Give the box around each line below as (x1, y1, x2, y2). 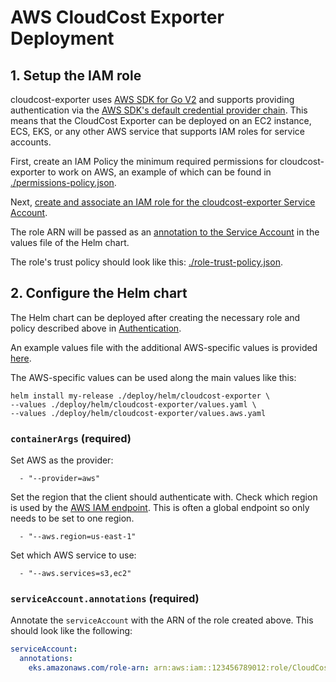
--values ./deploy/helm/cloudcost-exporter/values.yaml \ (10, 399, 257, 410)
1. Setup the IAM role (10, 67, 142, 84)
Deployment (10, 27, 115, 50)
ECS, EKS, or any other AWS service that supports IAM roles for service (10, 126, 306, 137)
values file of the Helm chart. (10, 237, 130, 248)
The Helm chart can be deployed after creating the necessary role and (10, 311, 301, 323)
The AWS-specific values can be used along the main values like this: (10, 371, 297, 383)
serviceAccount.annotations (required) (10, 592, 200, 606)
